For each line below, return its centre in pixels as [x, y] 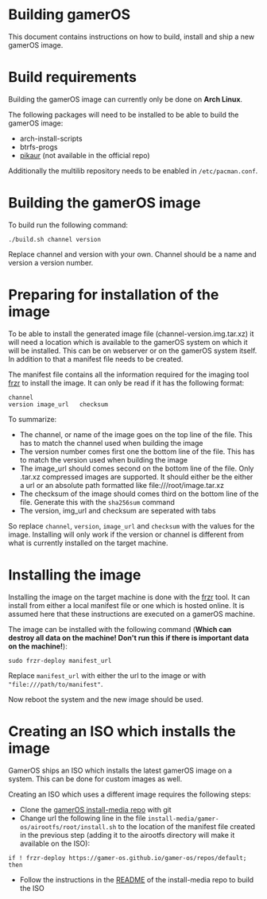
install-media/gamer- [183, 819]
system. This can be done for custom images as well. [95, 779]
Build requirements [73, 77]
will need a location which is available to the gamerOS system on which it [128, 342]
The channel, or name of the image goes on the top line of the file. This [136, 434]
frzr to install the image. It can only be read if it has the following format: [126, 382]
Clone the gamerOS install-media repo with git [96, 809]
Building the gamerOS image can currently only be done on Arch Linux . [126, 99]
